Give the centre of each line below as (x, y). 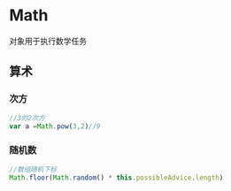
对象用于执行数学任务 (48, 41)
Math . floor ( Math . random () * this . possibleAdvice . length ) (116, 178)
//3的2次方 (27, 118)
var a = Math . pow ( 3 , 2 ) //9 (55, 126)
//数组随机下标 (33, 169)
